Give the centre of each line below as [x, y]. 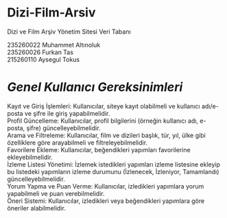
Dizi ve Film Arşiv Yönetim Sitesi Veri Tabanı [69, 32]
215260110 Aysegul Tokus [44, 59]
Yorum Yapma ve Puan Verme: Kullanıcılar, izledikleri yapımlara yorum [106, 186]
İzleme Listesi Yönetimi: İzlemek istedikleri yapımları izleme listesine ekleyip [114, 164]
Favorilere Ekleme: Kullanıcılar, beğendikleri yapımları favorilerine [99, 149]
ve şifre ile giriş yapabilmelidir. [67, 113]
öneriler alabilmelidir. [37, 208]
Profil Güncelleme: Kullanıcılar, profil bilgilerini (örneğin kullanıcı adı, [103, 121]
